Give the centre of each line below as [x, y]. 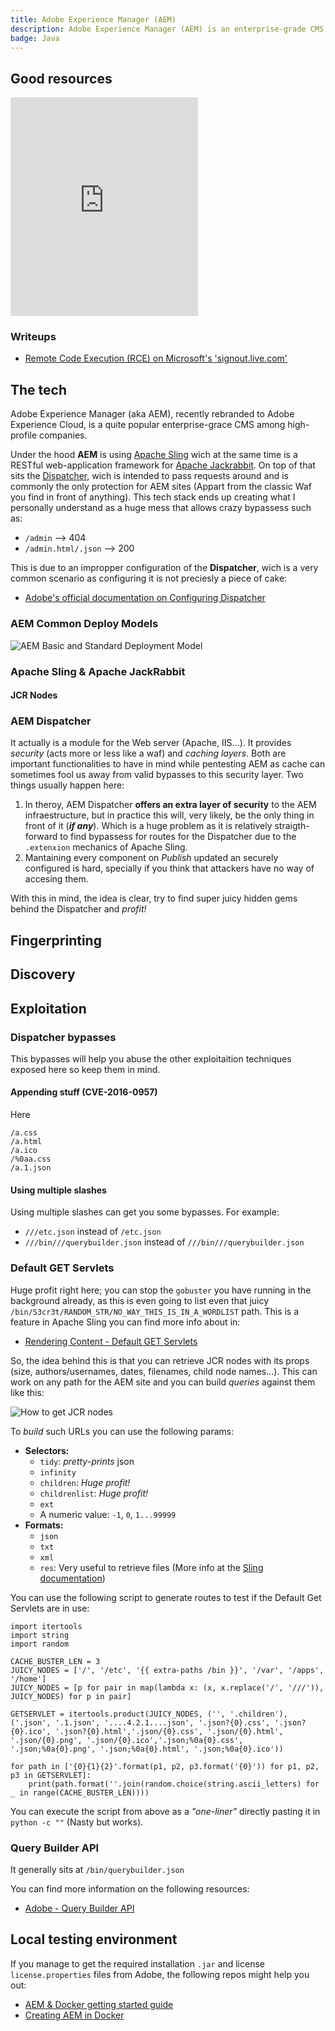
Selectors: [47, 1450]
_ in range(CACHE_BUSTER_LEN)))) [80, 1792]
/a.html [26, 1142]
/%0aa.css [31, 1159]
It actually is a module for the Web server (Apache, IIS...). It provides [151, 743]
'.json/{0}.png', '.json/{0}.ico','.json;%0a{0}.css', [127, 1740]
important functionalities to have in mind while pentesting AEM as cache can [168, 764]
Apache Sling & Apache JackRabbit [98, 671]
